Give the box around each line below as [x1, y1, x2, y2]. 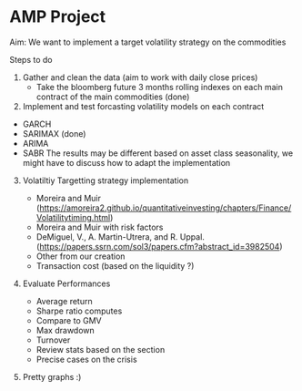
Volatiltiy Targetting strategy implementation [22, 175, 189, 186]
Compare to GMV [35, 314, 102, 325]
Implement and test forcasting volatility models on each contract [22, 100, 265, 111]
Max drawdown [35, 324, 96, 335]
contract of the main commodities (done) [35, 91, 190, 102]
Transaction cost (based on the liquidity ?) [35, 260, 195, 271]
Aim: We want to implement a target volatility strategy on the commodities [9, 36, 287, 47]
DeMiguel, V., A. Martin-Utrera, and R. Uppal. [35, 231, 205, 242]
